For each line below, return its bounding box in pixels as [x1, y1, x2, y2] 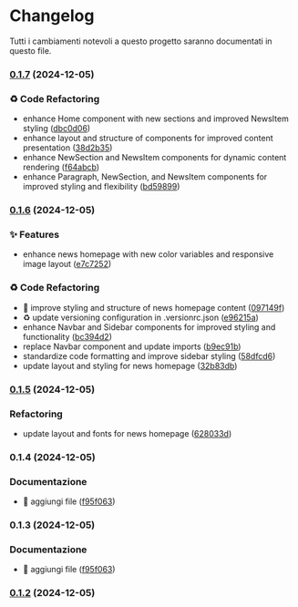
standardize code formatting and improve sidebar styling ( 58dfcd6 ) [22, 350, 276, 361]
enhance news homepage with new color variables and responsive [22, 249, 274, 260]
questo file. [9, 45, 52, 56]
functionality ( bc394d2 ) [22, 331, 112, 342]
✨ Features [9, 229, 60, 241]
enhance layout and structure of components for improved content [22, 133, 273, 144]
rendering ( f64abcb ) [22, 161, 100, 173]
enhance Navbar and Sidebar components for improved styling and [22, 321, 276, 333]
